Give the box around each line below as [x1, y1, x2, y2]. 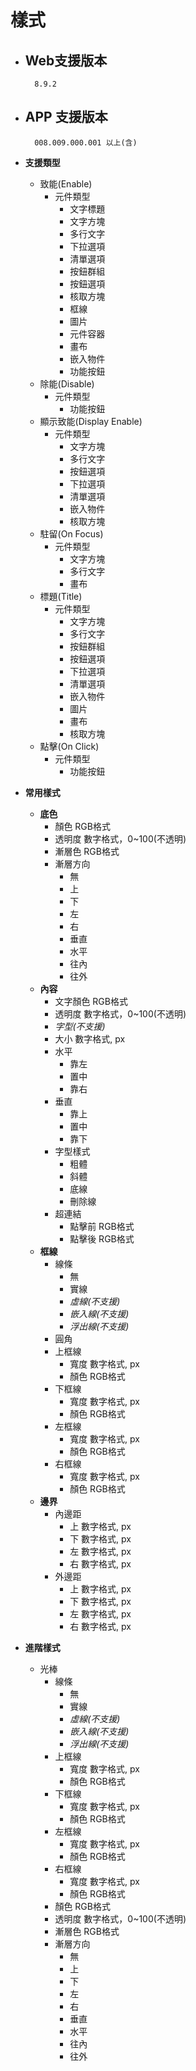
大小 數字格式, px [54, 1032, 126, 1045]
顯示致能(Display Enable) [39, 415, 143, 427]
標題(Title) [39, 590, 83, 602]
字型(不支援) [54, 1020, 106, 1032]
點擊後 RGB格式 [69, 1232, 135, 1245]
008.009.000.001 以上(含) [34, 137, 138, 148]
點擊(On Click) [39, 740, 100, 752]
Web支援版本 [24, 52, 108, 69]
